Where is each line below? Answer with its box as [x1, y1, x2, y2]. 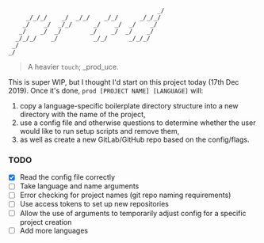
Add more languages [19, 226, 89, 235]
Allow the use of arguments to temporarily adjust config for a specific [19, 208, 247, 218]
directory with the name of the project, [19, 110, 146, 119]
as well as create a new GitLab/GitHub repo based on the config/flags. [19, 135, 250, 144]
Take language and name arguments [19, 181, 140, 191]
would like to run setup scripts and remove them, [19, 127, 180, 135]
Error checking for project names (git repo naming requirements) [19, 190, 231, 200]
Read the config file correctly [19, 173, 116, 182]
